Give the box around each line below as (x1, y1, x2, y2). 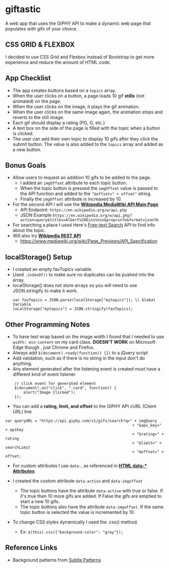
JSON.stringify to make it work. (12, 288, 78, 294)
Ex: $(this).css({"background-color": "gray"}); (20, 529, 123, 535)
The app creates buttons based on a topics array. (12, 87, 116, 93)
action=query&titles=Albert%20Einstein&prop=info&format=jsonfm (20, 218, 159, 223)
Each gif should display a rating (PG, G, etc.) (12, 119, 105, 126)
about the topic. (12, 227, 46, 233)
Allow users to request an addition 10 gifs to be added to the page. (12, 175, 151, 181)
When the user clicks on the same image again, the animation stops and (12, 109, 163, 115)
